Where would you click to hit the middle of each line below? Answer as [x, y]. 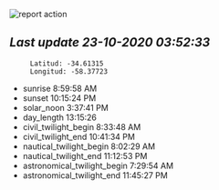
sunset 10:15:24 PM [59, 98]
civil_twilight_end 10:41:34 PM [78, 136]
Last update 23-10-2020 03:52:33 [110, 42]
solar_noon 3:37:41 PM [66, 107]
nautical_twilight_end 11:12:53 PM [85, 155]
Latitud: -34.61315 [67, 64]
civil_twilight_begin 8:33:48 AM [82, 126]
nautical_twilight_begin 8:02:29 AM [89, 146]
